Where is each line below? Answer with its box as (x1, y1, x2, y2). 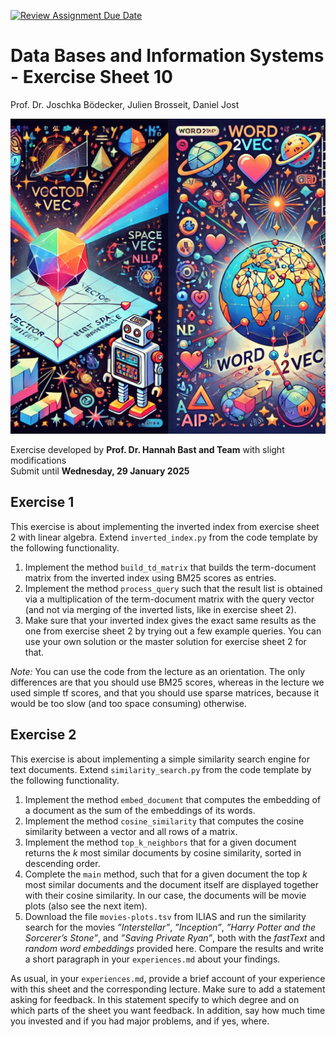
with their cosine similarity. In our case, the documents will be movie (24, 889, 307, 901)
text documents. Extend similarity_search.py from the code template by (10, 763, 312, 775)
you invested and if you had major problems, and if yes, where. (10, 1015, 270, 1027)
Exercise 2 (10, 726, 77, 744)
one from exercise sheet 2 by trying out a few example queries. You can (24, 625, 322, 637)
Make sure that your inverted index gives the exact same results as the (24, 614, 317, 626)
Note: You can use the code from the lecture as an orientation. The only (10, 665, 306, 677)
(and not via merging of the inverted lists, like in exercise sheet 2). (24, 603, 297, 615)
